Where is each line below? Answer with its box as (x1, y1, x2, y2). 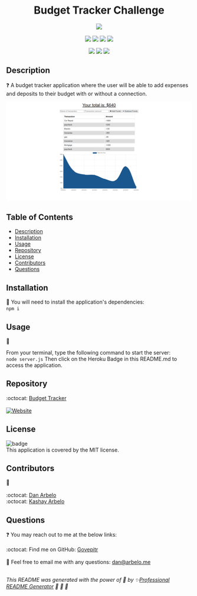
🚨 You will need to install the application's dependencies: (6, 298, 145, 305)
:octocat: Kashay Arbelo (6, 498, 65, 505)
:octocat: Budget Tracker (6, 394, 67, 401)
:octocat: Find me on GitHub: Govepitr (6, 546, 98, 553)
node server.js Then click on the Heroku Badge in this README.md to (6, 355, 178, 362)
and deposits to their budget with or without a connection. (6, 90, 147, 97)
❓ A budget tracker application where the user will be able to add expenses (6, 81, 189, 89)
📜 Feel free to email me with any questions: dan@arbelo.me (6, 559, 151, 566)
